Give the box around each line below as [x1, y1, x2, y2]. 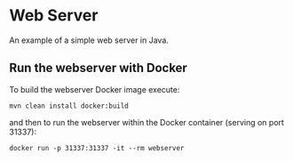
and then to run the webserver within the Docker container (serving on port [9, 117, 284, 127]
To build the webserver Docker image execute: [9, 84, 180, 94]
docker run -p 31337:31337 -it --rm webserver [9, 143, 185, 152]
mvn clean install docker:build [9, 101, 129, 110]
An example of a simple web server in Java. [9, 35, 169, 45]
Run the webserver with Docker [9, 60, 188, 76]
